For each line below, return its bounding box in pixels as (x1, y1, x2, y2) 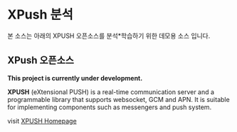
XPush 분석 (7, 6, 73, 23)
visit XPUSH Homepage (7, 116, 77, 125)
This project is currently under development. (7, 73, 143, 82)
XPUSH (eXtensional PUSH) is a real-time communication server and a (7, 87, 215, 96)
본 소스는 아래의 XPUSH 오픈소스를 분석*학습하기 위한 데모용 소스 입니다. (7, 31, 211, 40)
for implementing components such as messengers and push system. (7, 103, 212, 111)
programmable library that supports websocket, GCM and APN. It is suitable (7, 95, 230, 103)
